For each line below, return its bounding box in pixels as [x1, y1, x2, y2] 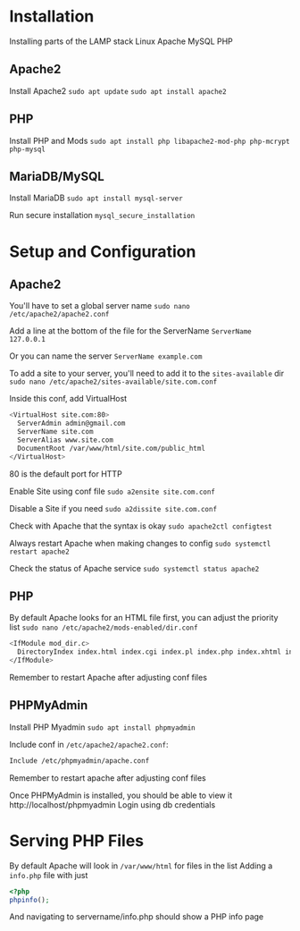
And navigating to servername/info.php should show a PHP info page [9, 911, 264, 922]
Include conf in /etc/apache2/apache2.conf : [9, 739, 169, 749]
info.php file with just [9, 869, 88, 880]
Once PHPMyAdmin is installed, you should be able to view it [9, 790, 233, 800]
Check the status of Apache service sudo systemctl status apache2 [9, 563, 260, 573]
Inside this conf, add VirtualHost [9, 394, 128, 404]
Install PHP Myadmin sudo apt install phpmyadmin [9, 722, 196, 732]
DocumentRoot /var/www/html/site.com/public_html [17, 444, 205, 453]
